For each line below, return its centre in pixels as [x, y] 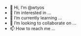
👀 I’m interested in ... [30, 13]
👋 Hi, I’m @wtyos [27, 8]
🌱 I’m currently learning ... [36, 18]
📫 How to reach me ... [32, 28]
